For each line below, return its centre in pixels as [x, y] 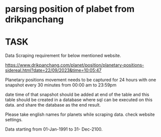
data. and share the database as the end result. [53, 105]
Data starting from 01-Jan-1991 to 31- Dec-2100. [54, 129]
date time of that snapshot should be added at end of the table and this [77, 95]
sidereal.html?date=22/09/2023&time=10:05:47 [53, 70]
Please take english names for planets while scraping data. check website [80, 114]
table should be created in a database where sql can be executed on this [79, 100]
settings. [14, 120]
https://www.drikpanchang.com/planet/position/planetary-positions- [75, 65]
